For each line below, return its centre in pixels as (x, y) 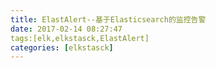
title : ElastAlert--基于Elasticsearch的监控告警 (108, 19)
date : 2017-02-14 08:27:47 (66, 29)
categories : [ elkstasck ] (62, 47)
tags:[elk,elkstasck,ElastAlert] (80, 38)
